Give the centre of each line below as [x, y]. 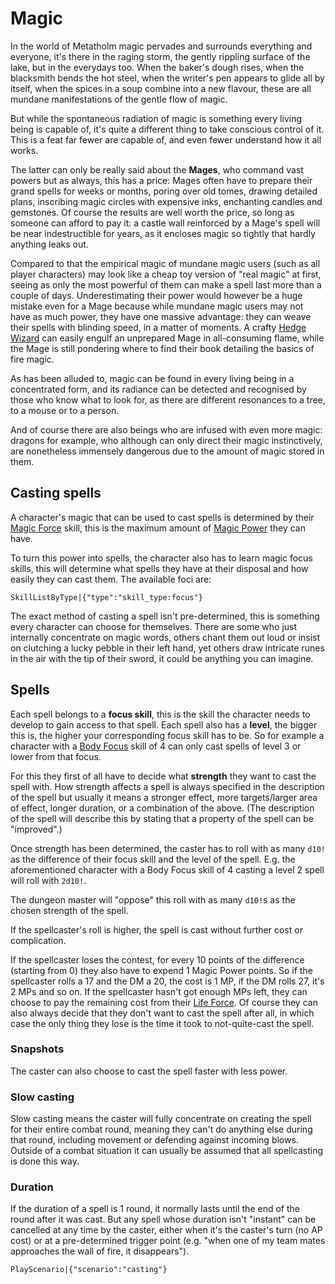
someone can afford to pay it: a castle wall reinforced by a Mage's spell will [165, 223]
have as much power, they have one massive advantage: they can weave [161, 316]
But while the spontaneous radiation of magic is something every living [156, 118]
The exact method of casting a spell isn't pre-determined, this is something [165, 616]
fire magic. [32, 359]
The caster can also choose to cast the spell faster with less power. [149, 1071]
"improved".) [36, 829]
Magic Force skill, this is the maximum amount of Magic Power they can [158, 528]
